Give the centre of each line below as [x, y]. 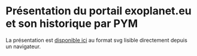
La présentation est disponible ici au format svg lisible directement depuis [97, 40]
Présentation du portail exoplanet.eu [99, 11]
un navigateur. [23, 46]
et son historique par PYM [72, 24]
